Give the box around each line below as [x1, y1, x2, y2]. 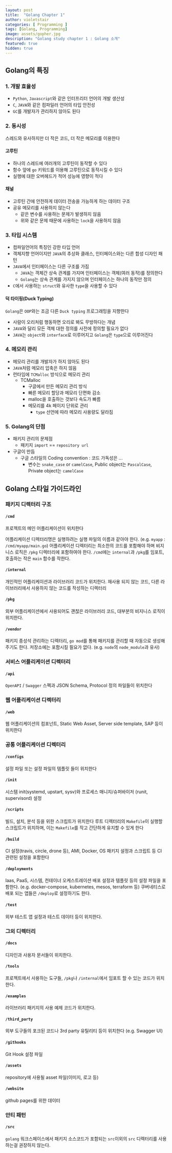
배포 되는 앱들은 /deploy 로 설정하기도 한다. [5, 890, 91, 896]
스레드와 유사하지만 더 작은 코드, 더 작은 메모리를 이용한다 [5, 135, 120, 141]
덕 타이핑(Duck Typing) [5, 295, 54, 301]
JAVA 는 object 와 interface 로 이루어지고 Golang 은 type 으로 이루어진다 [12, 332, 154, 338]
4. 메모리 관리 [5, 345, 37, 353]
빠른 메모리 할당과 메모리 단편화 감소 [28, 389, 101, 396]
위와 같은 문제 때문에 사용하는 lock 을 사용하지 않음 [20, 217, 121, 224]
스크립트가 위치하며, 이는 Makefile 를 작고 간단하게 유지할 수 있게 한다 [5, 825, 144, 831]
